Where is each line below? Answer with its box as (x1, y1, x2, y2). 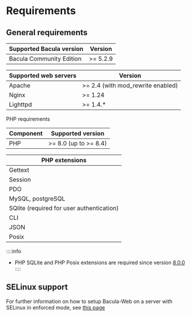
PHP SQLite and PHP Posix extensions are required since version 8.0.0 (14, 259, 186, 266)
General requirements (6, 28, 88, 38)
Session (9, 176, 31, 183)
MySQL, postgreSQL (9, 195, 66, 203)
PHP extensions (41, 156, 87, 164)
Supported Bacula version (9, 45, 84, 53)
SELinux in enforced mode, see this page (6, 304, 105, 311)
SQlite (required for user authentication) (9, 204, 119, 212)
